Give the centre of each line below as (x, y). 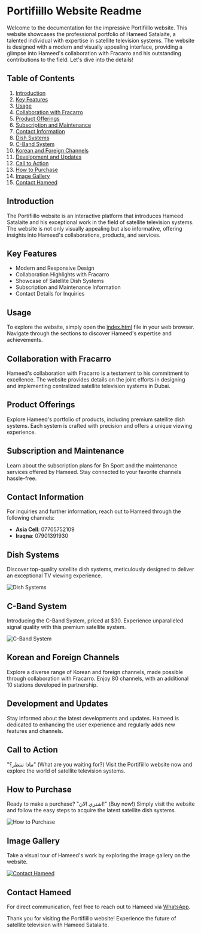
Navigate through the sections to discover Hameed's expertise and (89, 333)
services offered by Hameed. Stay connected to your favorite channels (94, 472)
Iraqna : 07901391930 (42, 536)
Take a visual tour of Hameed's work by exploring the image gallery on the (98, 856)
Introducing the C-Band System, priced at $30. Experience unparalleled (95, 621)
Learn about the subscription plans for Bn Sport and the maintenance (92, 465)
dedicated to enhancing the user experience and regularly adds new (91, 725)
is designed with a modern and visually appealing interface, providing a (95, 47)
